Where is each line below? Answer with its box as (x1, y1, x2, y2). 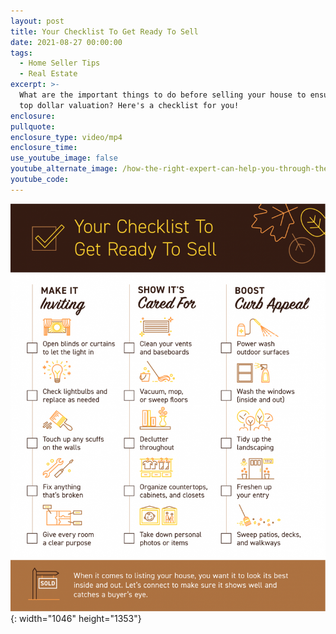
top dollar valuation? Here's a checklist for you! (19, 100, 240, 110)
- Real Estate (19, 69, 78, 79)
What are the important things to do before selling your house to (19, 90, 307, 100)
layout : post (10, 16, 65, 26)
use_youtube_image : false (10, 153, 118, 164)
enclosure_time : (10, 143, 78, 153)
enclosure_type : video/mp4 (10, 132, 123, 142)
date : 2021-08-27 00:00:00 (10, 37, 123, 47)
